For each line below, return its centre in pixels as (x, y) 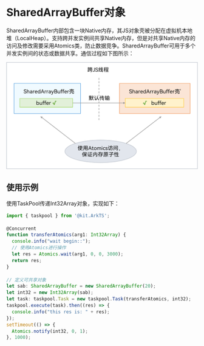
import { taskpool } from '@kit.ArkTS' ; (58, 216)
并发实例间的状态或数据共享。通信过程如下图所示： (70, 53)
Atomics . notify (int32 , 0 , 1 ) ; (50, 331)
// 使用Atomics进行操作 (39, 248)
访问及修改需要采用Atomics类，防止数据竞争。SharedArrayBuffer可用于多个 (101, 46)
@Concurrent (21, 229)
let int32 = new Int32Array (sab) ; (50, 292)
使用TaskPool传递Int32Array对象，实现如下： (63, 203)
